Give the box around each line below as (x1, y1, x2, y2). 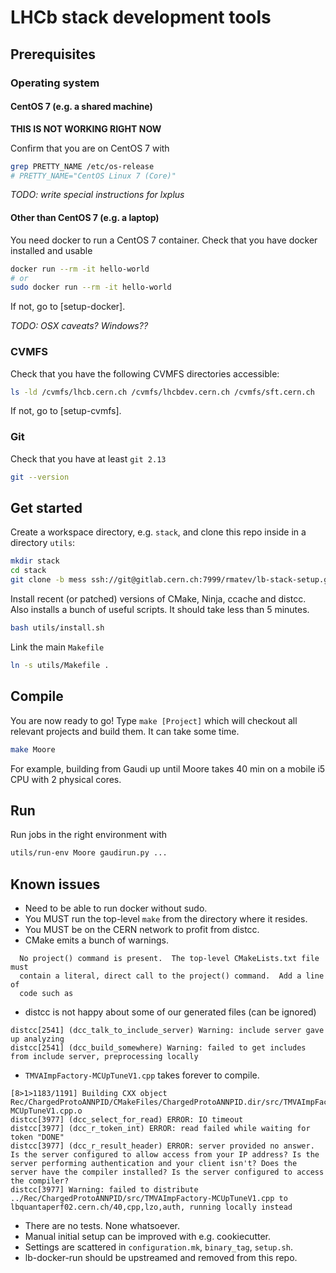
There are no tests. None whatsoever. (24, 1220, 181, 1231)
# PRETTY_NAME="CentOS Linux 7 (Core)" (10, 171, 177, 181)
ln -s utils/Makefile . (10, 660, 110, 670)
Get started (10, 500, 83, 517)
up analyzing (10, 1034, 65, 1044)
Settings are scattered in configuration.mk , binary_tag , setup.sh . (24, 1241, 293, 1253)
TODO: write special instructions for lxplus (10, 189, 185, 201)
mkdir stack (10, 556, 60, 566)
